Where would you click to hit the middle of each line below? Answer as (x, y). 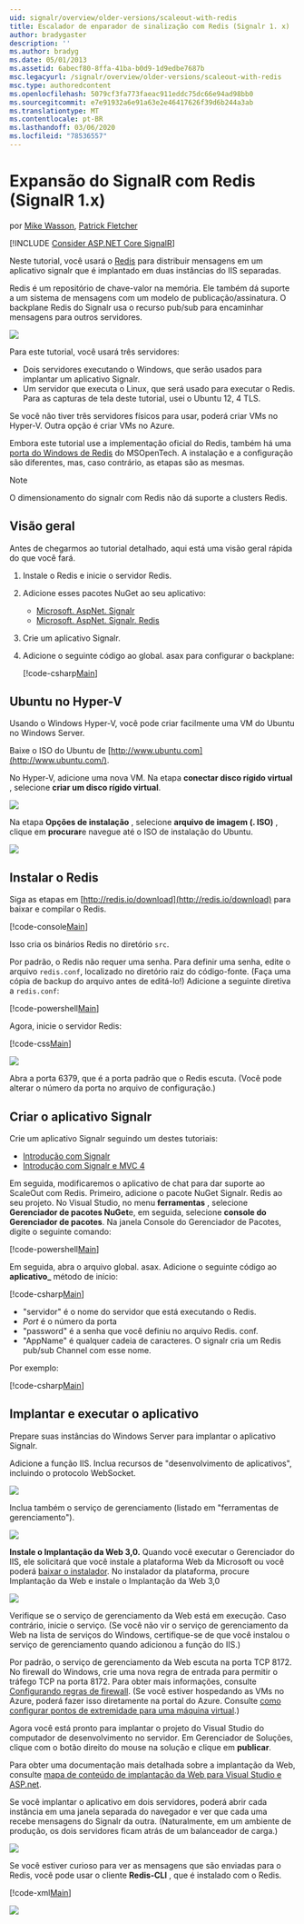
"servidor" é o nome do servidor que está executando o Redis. (139, 1312)
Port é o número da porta (70, 1321)
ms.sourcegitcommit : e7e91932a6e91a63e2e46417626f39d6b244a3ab (132, 102)
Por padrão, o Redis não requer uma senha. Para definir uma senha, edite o (150, 962)
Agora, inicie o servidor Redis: (66, 1026)
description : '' (40, 43)
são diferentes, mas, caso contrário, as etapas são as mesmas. (127, 462)
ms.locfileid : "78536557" (58, 136)
